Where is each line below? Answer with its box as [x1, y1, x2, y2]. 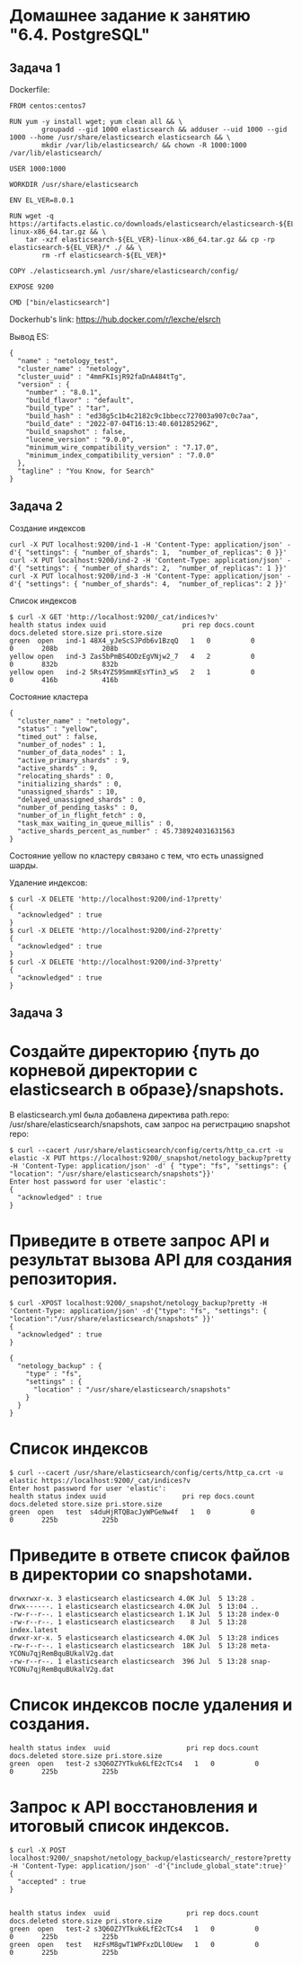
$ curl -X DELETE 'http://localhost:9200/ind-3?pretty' [9, 957, 223, 966]
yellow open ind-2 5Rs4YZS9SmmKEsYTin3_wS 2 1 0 [9, 667, 255, 677]
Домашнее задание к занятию [9, 5, 252, 26]
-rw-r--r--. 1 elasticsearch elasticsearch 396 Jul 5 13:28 [9, 1657, 247, 1666]
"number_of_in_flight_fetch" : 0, [17, 811, 147, 820]
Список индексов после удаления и [9, 1695, 293, 1715]
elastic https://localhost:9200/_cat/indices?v [9, 1476, 191, 1486]
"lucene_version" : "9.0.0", [25, 435, 135, 444]
